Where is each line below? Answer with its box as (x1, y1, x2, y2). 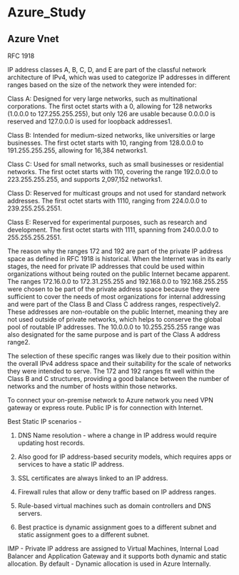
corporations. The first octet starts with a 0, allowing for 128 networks (7, 102, 213, 111)
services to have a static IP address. (17, 460, 125, 468)
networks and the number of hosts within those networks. (7, 382, 178, 390)
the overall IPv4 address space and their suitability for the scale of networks (7, 360, 232, 367)
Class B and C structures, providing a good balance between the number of (7, 375, 230, 382)
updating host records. (17, 439, 86, 447)
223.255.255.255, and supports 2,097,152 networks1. (7, 175, 163, 183)
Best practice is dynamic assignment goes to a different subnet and (17, 523, 217, 531)
